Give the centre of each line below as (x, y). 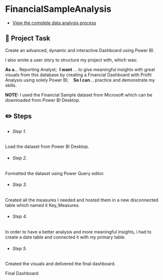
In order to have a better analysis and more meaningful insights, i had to (79, 232)
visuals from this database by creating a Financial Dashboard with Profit (79, 75)
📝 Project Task (28, 38)
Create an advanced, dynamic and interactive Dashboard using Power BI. (80, 50)
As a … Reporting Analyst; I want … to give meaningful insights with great (80, 69)
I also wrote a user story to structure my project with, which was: (71, 60)
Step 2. (20, 158)
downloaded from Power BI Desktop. (43, 100)
